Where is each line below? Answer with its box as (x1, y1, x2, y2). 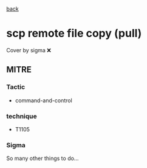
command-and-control (15, 97, 73, 104)
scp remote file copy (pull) (6, 27, 142, 40)
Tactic (6, 83, 26, 91)
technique (6, 112, 38, 121)
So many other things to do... (6, 155, 79, 162)
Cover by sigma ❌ (6, 46, 52, 54)
